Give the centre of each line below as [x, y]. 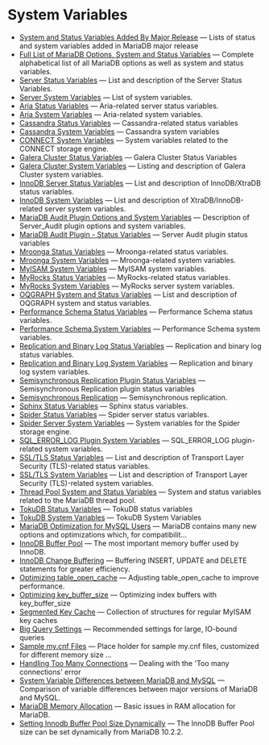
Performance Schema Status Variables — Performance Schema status [136, 312]
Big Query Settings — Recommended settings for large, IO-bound [128, 629]
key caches [38, 620]
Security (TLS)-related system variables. [87, 483]
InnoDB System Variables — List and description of [104, 200]
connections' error [50, 672]
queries [32, 637]
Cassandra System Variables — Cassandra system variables [119, 132]
